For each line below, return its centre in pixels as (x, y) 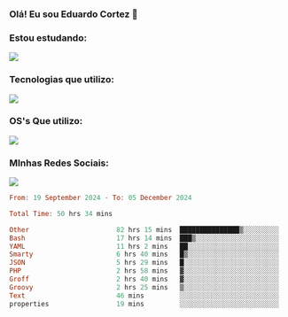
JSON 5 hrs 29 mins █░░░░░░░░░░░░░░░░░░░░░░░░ (144, 263)
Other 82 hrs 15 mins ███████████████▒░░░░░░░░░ (144, 229)
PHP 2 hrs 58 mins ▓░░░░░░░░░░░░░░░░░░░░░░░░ (144, 271)
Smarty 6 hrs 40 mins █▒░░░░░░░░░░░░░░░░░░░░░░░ (144, 255)
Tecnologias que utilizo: (62, 80)
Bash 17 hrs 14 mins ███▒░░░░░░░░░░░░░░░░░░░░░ (144, 238)
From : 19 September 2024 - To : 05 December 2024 (101, 198)
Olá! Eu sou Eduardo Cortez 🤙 (74, 14)
